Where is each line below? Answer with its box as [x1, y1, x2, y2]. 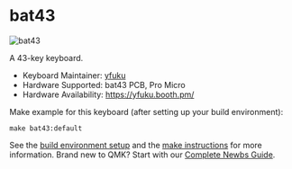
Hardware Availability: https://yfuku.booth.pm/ [22, 89, 195, 100]
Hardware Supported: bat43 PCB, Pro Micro [22, 79, 187, 90]
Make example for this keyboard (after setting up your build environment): [9, 106, 284, 117]
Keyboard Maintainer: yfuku [22, 69, 126, 81]
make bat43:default [9, 123, 83, 133]
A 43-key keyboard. [9, 52, 84, 63]
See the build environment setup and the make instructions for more [9, 139, 263, 150]
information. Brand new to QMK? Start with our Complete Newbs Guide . [9, 149, 276, 160]
